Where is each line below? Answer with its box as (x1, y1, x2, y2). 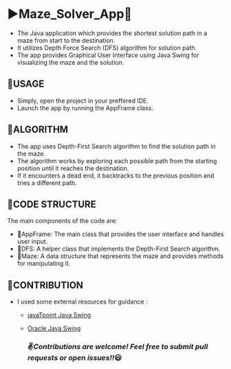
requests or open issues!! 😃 (27, 353, 122, 363)
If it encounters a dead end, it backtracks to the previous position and (16, 171, 214, 180)
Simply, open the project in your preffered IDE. (16, 96, 149, 105)
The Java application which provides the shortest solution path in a (16, 29, 208, 37)
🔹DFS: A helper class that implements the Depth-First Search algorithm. (16, 244, 221, 253)
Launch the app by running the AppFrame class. (16, 103, 153, 112)
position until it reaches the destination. (16, 164, 129, 172)
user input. (16, 238, 48, 246)
